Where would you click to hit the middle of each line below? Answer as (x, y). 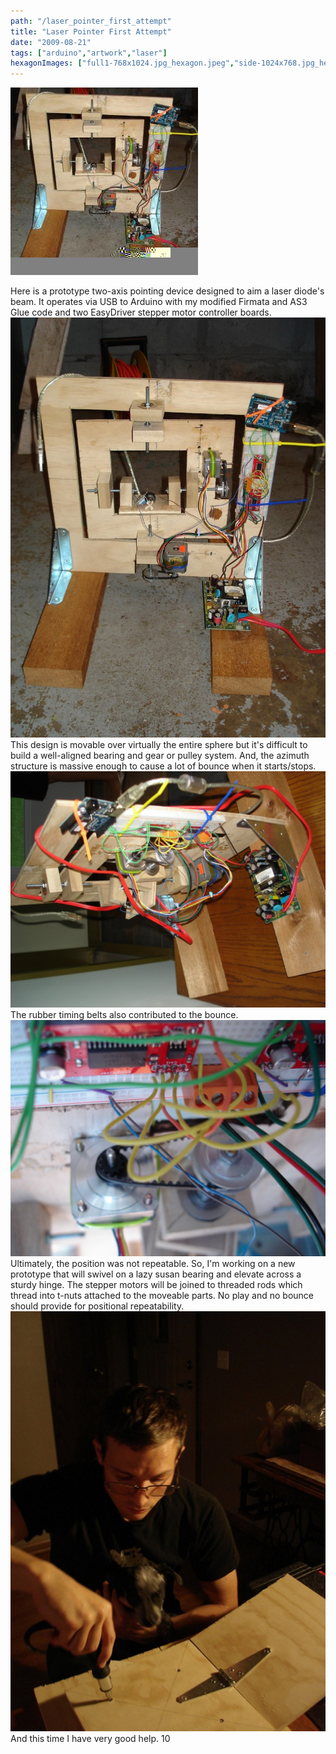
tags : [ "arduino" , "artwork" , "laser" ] (89, 53)
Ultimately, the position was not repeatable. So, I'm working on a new (153, 1264)
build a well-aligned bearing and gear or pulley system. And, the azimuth (160, 756)
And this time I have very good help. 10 (90, 1739)
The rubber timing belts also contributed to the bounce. (124, 1015)
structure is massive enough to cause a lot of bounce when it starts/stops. (163, 766)
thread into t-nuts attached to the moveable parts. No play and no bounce (162, 1296)
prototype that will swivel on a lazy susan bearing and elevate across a (156, 1274)
